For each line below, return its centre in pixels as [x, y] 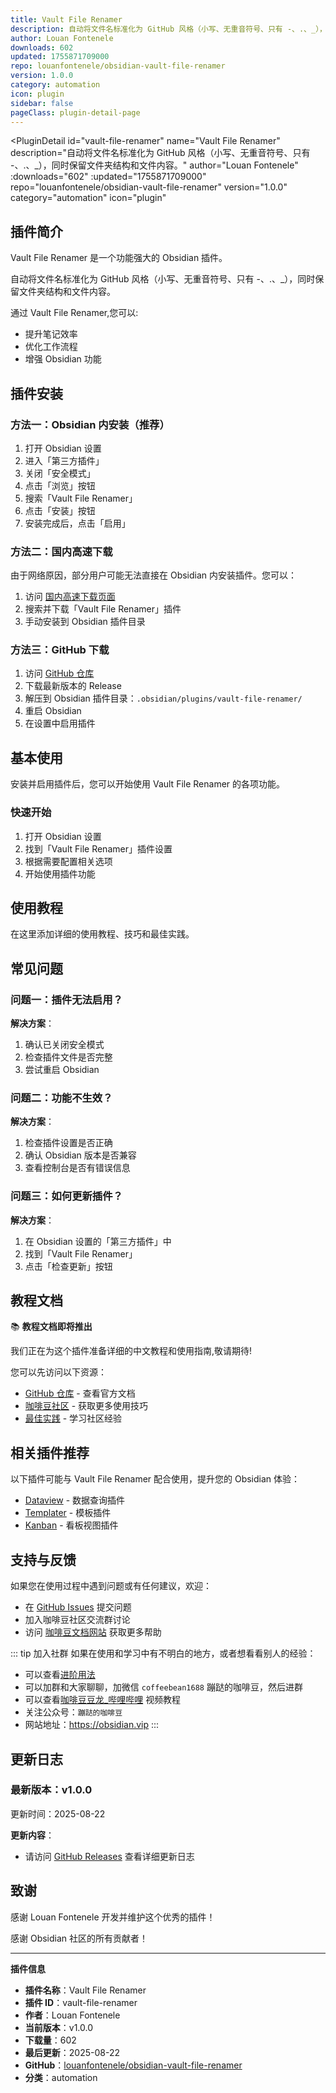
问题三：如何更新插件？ [66, 1196]
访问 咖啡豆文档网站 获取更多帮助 [93, 1632]
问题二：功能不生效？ [61, 1098]
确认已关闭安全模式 [64, 1045]
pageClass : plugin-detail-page [75, 112]
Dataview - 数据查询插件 [75, 1500]
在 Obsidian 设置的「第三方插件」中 [98, 1241]
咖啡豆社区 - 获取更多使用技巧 [86, 1406]
